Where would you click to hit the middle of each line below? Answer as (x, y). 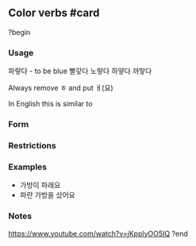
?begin (19, 32)
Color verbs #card (54, 13)
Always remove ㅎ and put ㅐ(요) (61, 88)
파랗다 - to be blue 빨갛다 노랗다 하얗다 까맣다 (80, 71)
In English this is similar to (50, 104)
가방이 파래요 (40, 185)
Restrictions (33, 145)
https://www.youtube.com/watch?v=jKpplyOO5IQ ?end (98, 233)
